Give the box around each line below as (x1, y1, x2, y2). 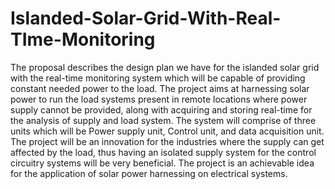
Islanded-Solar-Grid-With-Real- (10, 7, 282, 30)
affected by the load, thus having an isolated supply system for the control (10, 146, 317, 158)
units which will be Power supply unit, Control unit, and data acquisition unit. (10, 125, 325, 137)
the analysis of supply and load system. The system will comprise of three (10, 114, 317, 126)
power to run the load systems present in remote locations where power (10, 93, 308, 105)
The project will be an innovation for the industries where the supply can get (10, 135, 325, 147)
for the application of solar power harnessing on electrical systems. (10, 167, 288, 179)
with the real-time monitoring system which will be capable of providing (10, 72, 306, 84)
